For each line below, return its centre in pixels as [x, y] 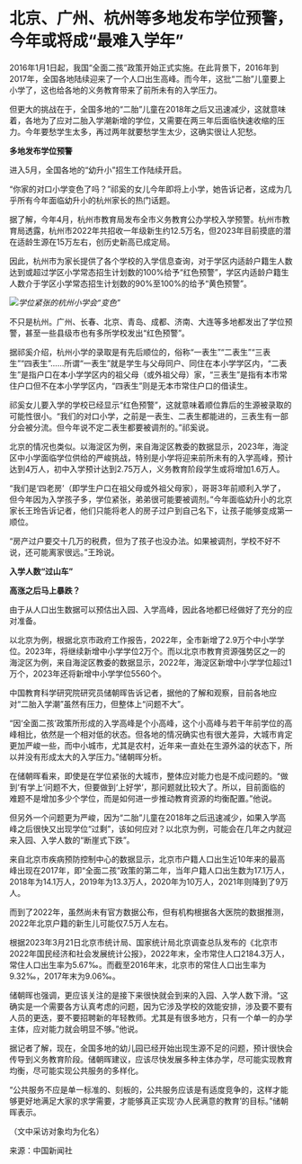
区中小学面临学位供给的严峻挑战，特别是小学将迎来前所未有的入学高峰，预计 [151, 457]
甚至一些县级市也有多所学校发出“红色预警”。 [107, 333]
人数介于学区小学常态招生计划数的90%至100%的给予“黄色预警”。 [130, 283]
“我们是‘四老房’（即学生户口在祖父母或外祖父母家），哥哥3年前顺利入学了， [147, 488]
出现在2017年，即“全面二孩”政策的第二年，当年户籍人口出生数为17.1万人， [153, 870]
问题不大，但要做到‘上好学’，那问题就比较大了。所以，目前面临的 [165, 787]
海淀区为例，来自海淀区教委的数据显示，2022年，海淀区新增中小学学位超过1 [151, 662]
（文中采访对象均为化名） [57, 1131]
